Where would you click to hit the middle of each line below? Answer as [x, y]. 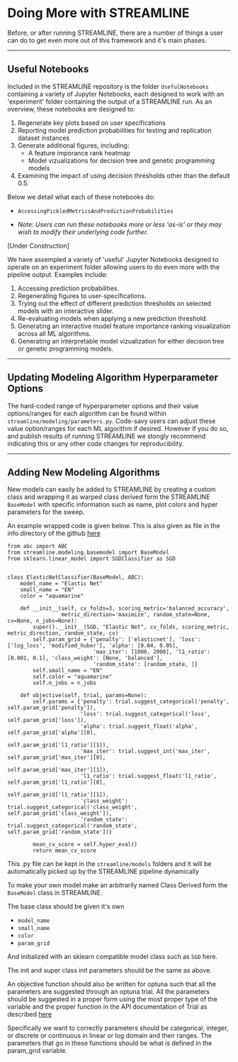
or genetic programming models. [66, 349]
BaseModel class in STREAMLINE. [55, 893]
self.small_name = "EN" [68, 671]
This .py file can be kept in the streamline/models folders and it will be [109, 864]
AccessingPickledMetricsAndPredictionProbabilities [95, 211]
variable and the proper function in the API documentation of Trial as [107, 1007]
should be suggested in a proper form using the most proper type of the [112, 1000]
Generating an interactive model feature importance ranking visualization [124, 326]
